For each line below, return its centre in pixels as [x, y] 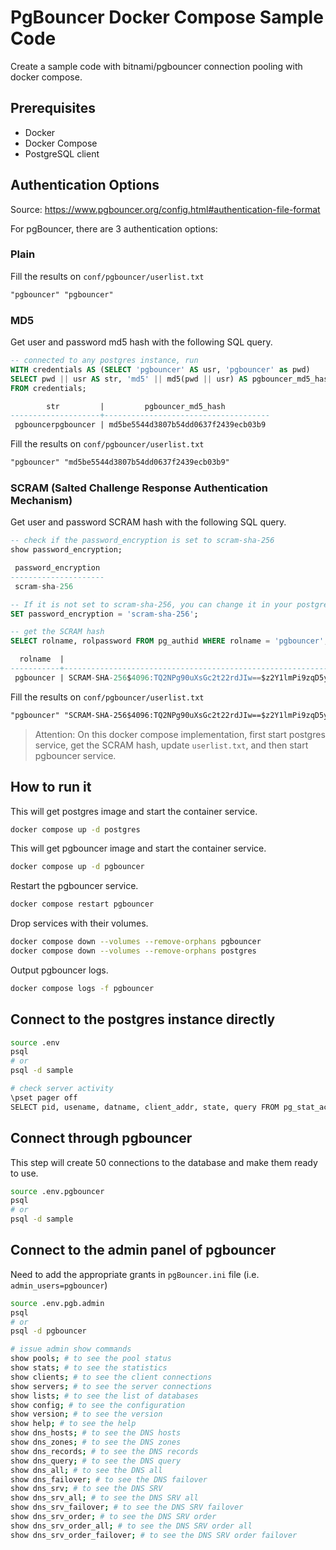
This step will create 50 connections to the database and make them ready [164, 1162]
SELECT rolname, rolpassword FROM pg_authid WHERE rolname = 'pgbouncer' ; [169, 641]
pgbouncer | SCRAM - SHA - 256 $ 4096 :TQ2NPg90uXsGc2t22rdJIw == [138, 677]
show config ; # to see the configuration [98, 1405]
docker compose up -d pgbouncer [77, 867]
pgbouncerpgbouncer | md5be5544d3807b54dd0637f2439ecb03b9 [140, 425]
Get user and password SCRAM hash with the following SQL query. [148, 522]
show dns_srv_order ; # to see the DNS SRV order [113, 1517]
